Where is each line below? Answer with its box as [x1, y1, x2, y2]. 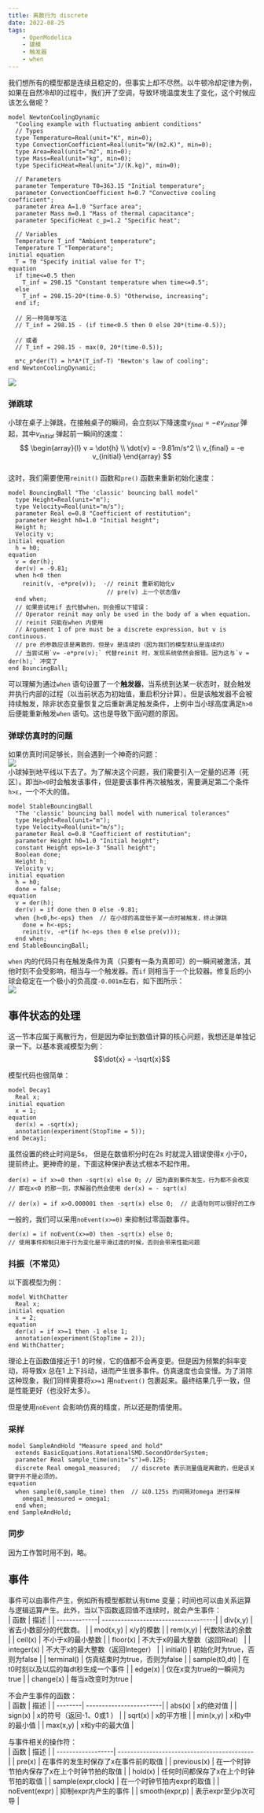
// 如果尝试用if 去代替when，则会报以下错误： [15, 603, 151, 611]
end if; [15, 299, 41, 307]
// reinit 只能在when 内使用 [15, 618, 104, 626]
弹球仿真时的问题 [8, 730, 73, 741]
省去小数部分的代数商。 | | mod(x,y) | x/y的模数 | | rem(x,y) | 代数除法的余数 [8, 1625, 253, 1634]
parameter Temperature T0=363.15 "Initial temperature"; [15, 182, 206, 190]
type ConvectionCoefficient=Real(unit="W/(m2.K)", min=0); [15, 141, 213, 149]
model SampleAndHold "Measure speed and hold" [8, 1443, 163, 1450]
